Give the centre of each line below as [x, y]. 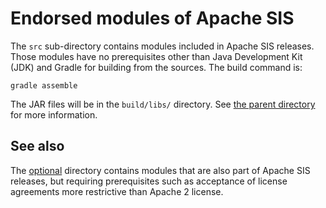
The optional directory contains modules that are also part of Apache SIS [160, 170]
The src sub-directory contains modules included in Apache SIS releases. [162, 46]
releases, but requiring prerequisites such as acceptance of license [149, 181]
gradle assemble [44, 85]
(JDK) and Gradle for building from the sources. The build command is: [156, 67]
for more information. [54, 114]
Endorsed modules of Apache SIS [152, 18]
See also [37, 146]
